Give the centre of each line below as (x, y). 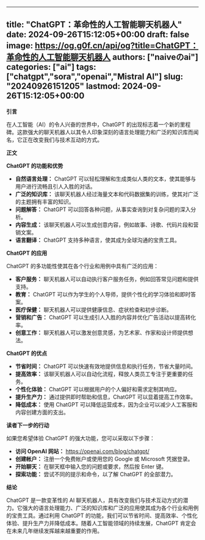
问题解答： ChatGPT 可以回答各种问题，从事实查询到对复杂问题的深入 (103, 209)
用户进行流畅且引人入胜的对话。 (55, 186)
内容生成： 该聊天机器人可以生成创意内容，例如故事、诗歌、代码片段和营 (107, 225)
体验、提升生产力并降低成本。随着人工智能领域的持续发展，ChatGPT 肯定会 (101, 523)
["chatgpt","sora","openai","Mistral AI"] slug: (95, 77)
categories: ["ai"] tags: (51, 67)
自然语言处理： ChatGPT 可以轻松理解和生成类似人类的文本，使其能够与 (106, 179)
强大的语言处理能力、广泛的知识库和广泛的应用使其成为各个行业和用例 (110, 508)
